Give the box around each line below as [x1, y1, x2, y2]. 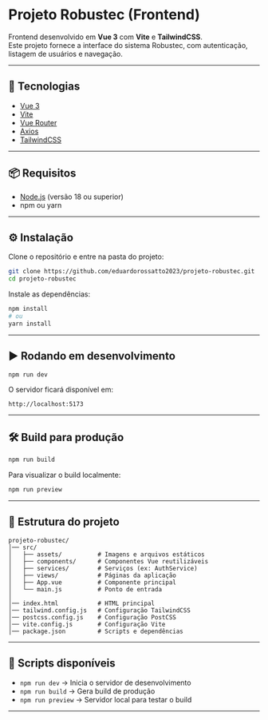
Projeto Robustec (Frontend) [8, 6, 201, 24]
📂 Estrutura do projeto [8, 515, 120, 529]
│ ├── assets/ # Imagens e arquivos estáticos [8, 550, 205, 559]
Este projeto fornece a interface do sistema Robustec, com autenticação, [8, 40, 249, 50]
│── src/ [8, 543, 37, 551]
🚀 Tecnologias [8, 80, 81, 93]
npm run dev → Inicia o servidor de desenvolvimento [19, 678, 191, 687]
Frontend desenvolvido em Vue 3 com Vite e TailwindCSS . [8, 32, 203, 42]
